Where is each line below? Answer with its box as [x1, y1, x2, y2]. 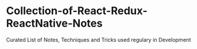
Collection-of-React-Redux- [6, 4, 148, 18]
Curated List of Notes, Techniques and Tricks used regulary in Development [6, 36, 191, 43]
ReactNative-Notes [6, 17, 103, 30]
